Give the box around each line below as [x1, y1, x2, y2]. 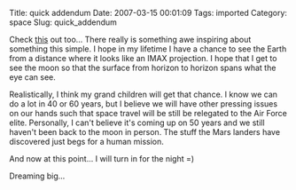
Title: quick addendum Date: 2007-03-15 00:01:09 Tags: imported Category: [9, 8, 288, 18]
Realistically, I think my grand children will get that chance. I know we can [9, 89, 277, 99]
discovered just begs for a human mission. [9, 137, 164, 146]
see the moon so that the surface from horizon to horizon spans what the [9, 62, 277, 73]
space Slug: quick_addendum [9, 17, 118, 28]
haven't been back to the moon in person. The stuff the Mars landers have [9, 127, 281, 137]
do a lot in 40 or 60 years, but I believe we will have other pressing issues [9, 99, 277, 109]
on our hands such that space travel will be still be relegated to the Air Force [9, 108, 288, 118]
